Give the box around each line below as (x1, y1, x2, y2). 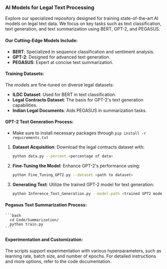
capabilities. (12, 102, 37, 108)
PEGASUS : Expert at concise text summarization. (12, 59, 114, 65)
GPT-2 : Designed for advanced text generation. (12, 54, 111, 60)
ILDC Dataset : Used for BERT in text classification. (12, 91, 116, 97)
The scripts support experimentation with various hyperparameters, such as (5, 247, 162, 253)
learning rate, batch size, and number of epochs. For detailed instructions (5, 253, 156, 259)
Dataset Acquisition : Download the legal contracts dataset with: (12, 144, 145, 150)
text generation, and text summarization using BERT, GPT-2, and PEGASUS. (5, 26, 161, 32)
